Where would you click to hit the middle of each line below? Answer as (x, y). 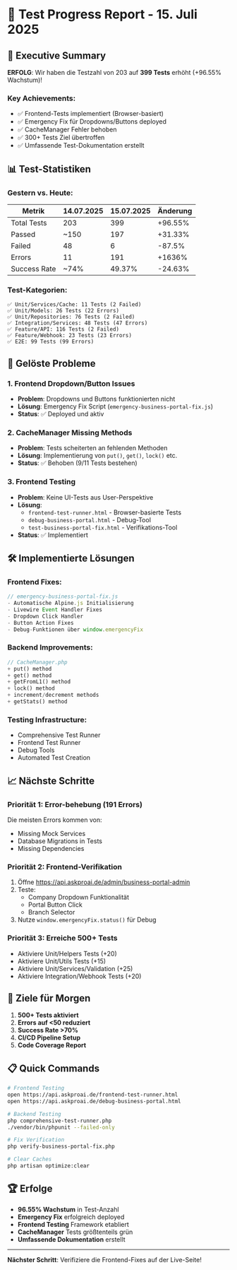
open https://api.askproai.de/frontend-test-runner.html (93, 1095)
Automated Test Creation (54, 758)
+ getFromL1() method (39, 682)
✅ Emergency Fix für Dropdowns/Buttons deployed (92, 122)
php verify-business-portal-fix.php (61, 1147)
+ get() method (30, 675)
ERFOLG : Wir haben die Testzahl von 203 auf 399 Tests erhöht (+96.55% (115, 72)
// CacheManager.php (38, 662)
